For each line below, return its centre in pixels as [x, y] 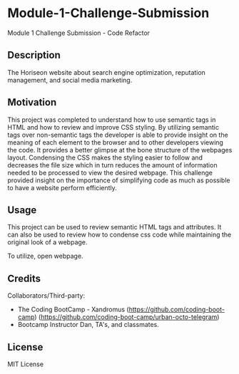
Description [34, 55]
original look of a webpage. [47, 242]
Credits [24, 278]
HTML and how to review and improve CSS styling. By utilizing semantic [113, 127]
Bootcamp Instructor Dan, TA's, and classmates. [88, 325]
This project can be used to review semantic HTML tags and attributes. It [115, 227]
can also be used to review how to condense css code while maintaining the [119, 235]
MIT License [26, 364]
